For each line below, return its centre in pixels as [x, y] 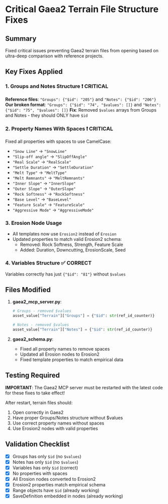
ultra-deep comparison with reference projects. [55, 56]
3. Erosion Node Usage [34, 223]
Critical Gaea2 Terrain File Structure [82, 9]
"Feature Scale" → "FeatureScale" [49, 204]
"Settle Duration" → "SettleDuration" [53, 167]
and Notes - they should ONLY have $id [47, 115]
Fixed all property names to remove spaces [65, 349]
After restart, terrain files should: [39, 402]
